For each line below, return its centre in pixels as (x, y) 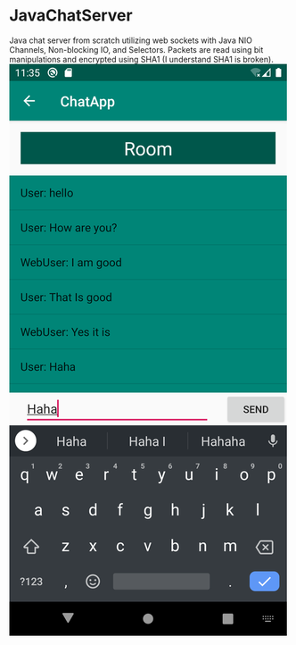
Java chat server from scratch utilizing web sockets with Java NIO (131, 40)
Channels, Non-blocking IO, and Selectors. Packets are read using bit (136, 49)
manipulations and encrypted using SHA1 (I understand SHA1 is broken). (141, 59)
